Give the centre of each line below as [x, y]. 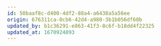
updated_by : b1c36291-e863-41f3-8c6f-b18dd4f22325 [81, 26]
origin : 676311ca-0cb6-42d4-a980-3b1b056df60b [75, 20]
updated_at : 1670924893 [41, 32]
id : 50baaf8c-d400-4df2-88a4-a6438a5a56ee [69, 13]
